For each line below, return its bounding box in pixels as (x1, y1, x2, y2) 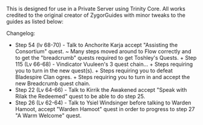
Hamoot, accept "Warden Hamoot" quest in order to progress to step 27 (15, 106, 195, 112)
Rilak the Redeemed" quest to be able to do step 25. (15, 93, 145, 100)
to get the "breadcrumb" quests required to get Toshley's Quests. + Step (15, 54, 197, 61)
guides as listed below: (6, 18, 64, 25)
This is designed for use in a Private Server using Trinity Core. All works (6, 5, 186, 12)
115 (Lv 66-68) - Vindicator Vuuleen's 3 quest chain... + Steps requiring (15, 60, 193, 68)
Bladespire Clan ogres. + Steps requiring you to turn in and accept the (15, 74, 190, 80)
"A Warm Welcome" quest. (15, 112, 82, 119)
